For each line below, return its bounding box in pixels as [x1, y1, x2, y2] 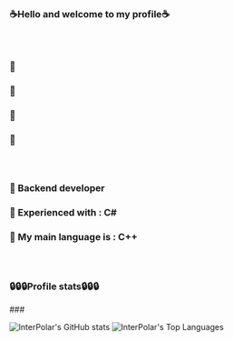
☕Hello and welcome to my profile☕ [9, 7, 170, 20]
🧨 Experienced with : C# [9, 206, 118, 219]
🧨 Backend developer [9, 182, 106, 195]
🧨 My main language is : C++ [9, 231, 138, 244]
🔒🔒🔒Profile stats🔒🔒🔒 [9, 280, 100, 293]
